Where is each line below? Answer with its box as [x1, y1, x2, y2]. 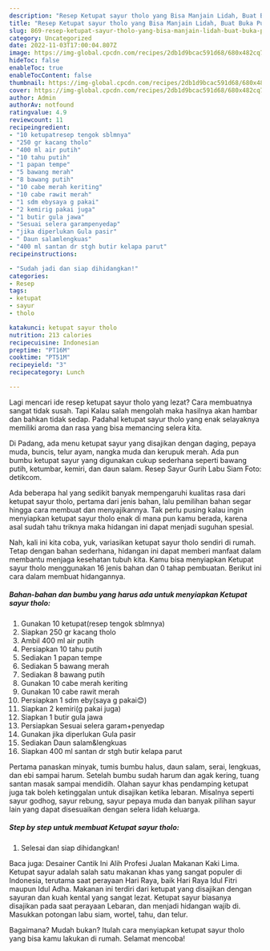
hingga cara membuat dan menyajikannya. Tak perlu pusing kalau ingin [9, 505, 244, 514]
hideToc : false [9, 57, 60, 65]
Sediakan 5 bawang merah [20, 661, 110, 671]
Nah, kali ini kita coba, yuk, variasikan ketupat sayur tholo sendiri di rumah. [9, 538, 256, 547]
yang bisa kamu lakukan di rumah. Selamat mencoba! [9, 933, 186, 943]
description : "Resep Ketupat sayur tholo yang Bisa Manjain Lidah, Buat [9, 11, 257, 20]
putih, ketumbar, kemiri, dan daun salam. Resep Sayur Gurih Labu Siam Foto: [9, 464, 262, 473]
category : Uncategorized [9, 34, 92, 42]
